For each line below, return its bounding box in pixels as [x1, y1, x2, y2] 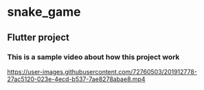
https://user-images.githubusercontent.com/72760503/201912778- [7, 67, 198, 76]
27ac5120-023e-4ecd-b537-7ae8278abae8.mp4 [7, 75, 146, 83]
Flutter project [7, 32, 70, 43]
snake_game [7, 4, 81, 20]
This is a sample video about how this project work [7, 52, 180, 62]
